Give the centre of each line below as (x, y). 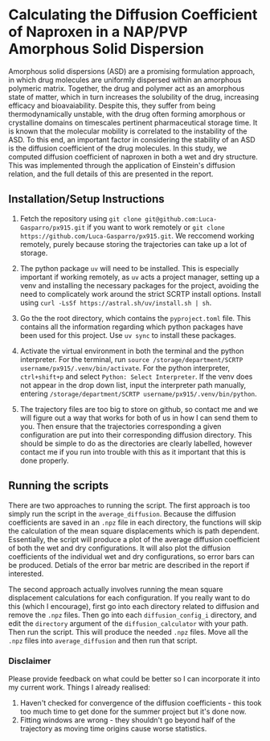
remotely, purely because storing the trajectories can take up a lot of (133, 244)
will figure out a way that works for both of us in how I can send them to (139, 418)
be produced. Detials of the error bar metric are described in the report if (129, 565)
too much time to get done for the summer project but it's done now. (133, 711)
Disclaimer (30, 661)
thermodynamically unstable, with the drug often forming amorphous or (127, 113)
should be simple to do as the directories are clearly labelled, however (136, 443)
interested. (26, 574)
